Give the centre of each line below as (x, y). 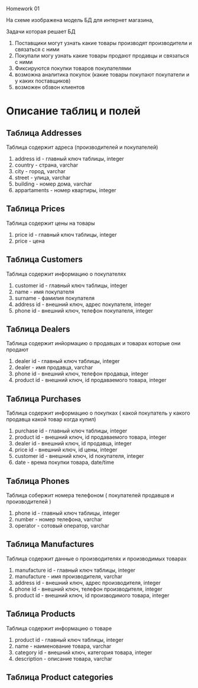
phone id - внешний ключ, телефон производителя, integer (88, 589)
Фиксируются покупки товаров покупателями (73, 68)
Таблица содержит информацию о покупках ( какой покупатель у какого (98, 413)
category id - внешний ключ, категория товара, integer (83, 652)
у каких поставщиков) (43, 81)
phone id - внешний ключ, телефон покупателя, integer (84, 310)
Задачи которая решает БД (41, 31)
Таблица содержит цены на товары (51, 223)
